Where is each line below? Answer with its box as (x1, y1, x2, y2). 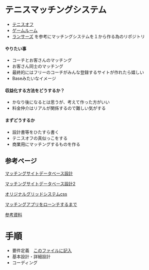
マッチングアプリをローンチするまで (5, 202, 78, 207)
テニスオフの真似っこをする (12, 135, 68, 141)
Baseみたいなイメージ (12, 76, 57, 82)
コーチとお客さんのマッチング (12, 57, 72, 63)
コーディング (12, 260, 38, 266)
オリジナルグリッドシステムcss (5, 191, 67, 197)
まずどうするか (5, 117, 35, 123)
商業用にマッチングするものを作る (12, 141, 81, 147)
